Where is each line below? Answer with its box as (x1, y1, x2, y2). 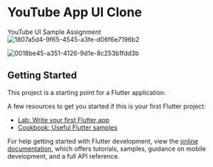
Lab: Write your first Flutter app (17, 115, 110, 124)
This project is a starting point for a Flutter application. (7, 88, 166, 96)
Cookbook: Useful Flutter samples (17, 123, 118, 132)
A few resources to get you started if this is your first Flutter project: (7, 102, 206, 110)
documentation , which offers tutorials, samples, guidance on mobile (7, 144, 206, 153)
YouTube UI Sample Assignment (7, 28, 102, 36)
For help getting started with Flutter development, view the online (7, 137, 199, 145)
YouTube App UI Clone (7, 4, 143, 21)
